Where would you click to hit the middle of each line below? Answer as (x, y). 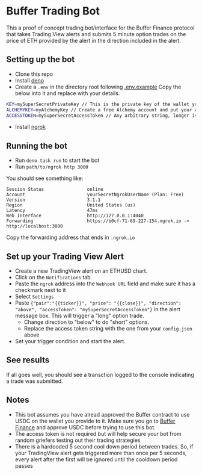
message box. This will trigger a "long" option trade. (79, 315)
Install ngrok (30, 127)
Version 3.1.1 (54, 200)
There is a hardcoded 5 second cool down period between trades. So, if (104, 446)
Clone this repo (34, 74)
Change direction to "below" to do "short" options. (86, 322)
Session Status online (55, 190)
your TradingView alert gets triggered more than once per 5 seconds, (101, 453)
